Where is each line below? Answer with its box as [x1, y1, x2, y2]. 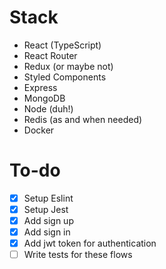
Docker [23, 124, 55, 136]
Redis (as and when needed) [23, 113, 143, 125]
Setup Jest [23, 203, 69, 215]
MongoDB [23, 92, 66, 104]
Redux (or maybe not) [23, 60, 114, 72]
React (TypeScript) [23, 39, 102, 51]
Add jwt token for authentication [23, 237, 157, 250]
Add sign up [23, 215, 74, 226]
